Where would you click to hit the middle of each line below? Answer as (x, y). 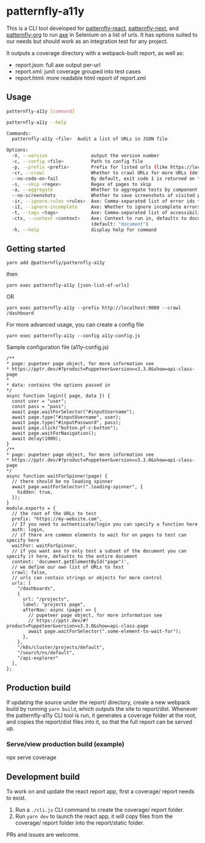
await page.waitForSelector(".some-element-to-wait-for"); (105, 631)
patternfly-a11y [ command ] (41, 111)
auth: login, (28, 530)
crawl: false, (30, 573)
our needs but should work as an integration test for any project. (87, 41)
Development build (43, 777)
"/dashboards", (37, 589)
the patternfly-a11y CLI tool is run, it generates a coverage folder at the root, (102, 715)
